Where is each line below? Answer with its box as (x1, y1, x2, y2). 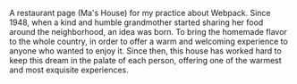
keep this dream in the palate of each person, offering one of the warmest (9, 55, 282, 65)
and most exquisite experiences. (9, 64, 129, 75)
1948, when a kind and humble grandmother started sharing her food (9, 17, 264, 28)
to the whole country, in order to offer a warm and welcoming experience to (9, 36, 288, 46)
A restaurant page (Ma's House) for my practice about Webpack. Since (9, 8, 271, 18)
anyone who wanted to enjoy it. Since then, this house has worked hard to (9, 46, 282, 56)
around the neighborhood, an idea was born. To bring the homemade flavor (9, 27, 288, 37)
